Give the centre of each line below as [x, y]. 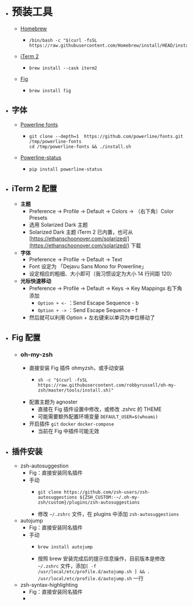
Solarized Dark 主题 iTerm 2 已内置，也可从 [81, 232]
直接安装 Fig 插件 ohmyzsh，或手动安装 [76, 368]
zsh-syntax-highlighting [49, 585]
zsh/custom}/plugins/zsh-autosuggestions [89, 503]
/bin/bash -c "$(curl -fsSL [63, 40]
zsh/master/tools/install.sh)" [76, 390]
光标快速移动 [36, 281]
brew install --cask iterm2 [63, 68]
